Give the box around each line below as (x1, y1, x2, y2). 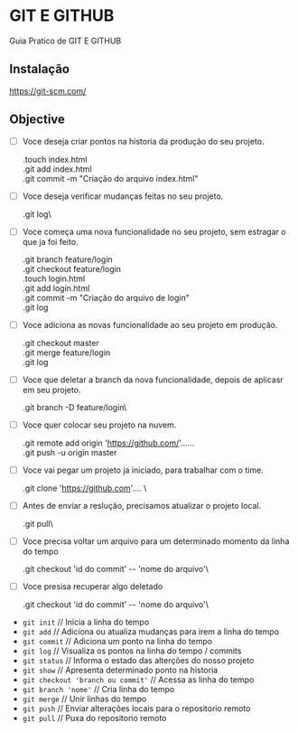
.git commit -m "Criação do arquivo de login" (22, 292, 190, 303)
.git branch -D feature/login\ (22, 401, 127, 412)
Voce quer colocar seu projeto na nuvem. (22, 419, 177, 430)
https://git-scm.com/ (9, 85, 87, 96)
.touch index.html (22, 154, 88, 164)
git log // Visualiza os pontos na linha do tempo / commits (22, 645, 242, 656)
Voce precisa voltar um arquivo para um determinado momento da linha (22, 536, 290, 547)
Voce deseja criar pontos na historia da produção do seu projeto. (22, 136, 265, 146)
